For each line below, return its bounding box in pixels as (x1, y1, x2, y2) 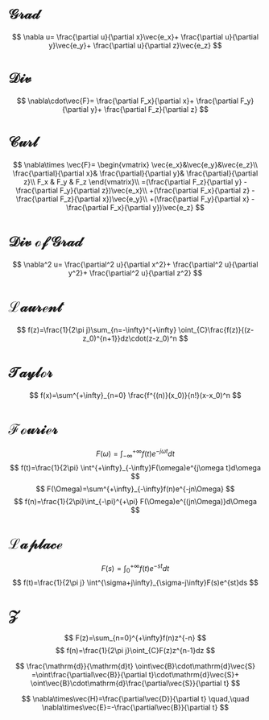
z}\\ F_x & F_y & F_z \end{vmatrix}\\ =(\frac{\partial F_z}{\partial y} (23, 176, 242, 186)
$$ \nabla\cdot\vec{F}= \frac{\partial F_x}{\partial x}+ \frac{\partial (16, 96, 239, 106)
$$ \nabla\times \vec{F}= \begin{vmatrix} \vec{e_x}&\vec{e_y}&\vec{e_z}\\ (12, 159, 259, 169)
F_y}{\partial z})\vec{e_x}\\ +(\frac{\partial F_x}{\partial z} (60, 185, 250, 195)
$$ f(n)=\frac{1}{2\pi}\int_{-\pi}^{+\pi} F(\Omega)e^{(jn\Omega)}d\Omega (13, 497, 258, 507)
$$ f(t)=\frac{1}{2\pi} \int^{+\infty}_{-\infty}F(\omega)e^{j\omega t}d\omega (9, 463, 262, 473)
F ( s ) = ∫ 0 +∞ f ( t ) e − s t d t (101, 561, 170, 575)
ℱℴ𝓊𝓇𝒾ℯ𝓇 (8, 420, 58, 438)
